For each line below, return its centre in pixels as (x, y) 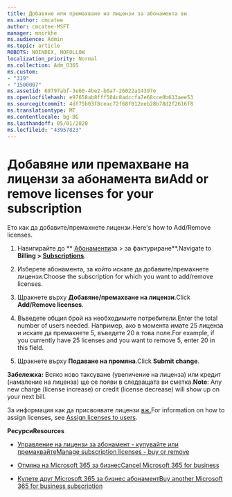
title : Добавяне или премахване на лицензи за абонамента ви (97, 14)
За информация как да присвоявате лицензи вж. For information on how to (116, 410)
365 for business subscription (60, 486)
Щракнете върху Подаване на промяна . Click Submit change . (108, 361)
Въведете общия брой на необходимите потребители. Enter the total (117, 318)
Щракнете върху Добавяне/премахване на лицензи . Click (104, 297)
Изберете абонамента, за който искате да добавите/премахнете (113, 269)
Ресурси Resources (36, 431)
